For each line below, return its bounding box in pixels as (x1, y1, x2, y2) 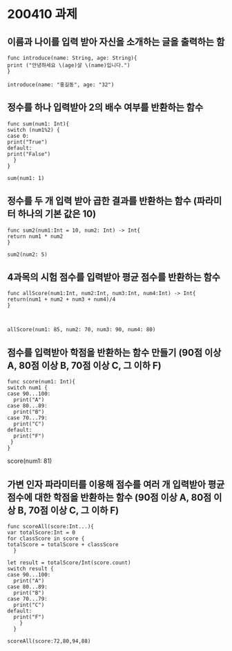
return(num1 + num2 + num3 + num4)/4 (7, 296, 116, 303)
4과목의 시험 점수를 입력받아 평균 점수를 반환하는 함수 (7, 272, 221, 283)
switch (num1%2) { (7, 126, 60, 133)
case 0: (7, 132, 30, 139)
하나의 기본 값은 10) (17, 208, 97, 220)
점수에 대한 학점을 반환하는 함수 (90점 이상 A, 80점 (7, 491, 212, 503)
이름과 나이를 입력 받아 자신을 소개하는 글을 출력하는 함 (7, 36, 225, 48)
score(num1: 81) (7, 457, 52, 465)
